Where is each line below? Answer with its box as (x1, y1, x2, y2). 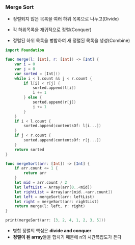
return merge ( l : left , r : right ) (14, 204, 86, 209)
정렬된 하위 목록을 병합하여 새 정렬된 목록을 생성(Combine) (12, 37, 130, 44)
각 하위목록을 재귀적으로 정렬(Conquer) (12, 27, 92, 33)
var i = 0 (14, 62, 36, 67)
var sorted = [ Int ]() (14, 71, 60, 76)
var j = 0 (14, 66, 36, 71)
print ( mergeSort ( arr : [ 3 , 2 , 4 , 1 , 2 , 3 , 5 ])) (5, 218, 106, 223)
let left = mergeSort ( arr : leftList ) (14, 194, 95, 200)
